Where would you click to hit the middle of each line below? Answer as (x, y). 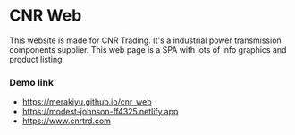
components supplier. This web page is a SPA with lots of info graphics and (148, 49)
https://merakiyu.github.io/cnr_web (87, 102)
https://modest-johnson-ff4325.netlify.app (100, 112)
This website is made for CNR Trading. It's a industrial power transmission (145, 40)
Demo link (31, 82)
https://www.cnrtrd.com (67, 121)
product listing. (37, 59)
